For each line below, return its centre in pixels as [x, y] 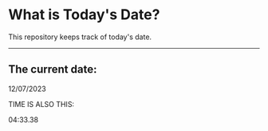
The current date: [53, 69]
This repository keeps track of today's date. [80, 37]
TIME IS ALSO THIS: [41, 104]
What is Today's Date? [84, 15]
